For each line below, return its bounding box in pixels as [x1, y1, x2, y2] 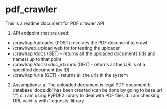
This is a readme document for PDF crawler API [5, 20, 105, 26]
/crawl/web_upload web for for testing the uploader [12, 45, 120, 51]
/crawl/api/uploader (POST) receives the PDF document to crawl [12, 39, 148, 46]
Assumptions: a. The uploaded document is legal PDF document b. [12, 82, 152, 88]
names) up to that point [12, 56, 62, 62]
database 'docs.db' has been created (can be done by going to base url [12, 87, 162, 93]
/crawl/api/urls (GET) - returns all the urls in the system [12, 72, 128, 78]
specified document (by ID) [12, 67, 70, 73]
